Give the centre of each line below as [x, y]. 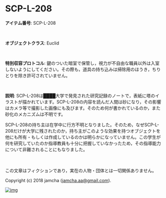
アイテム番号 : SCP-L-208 [30, 23]
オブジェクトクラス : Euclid [32, 43]
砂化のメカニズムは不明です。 [35, 114]
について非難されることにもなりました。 [46, 149]
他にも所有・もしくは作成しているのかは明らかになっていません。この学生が [83, 137]
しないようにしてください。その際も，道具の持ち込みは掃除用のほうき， [79, 69]
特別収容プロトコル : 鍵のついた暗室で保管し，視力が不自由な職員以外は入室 [82, 63]
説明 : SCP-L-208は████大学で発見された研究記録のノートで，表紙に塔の [80, 96]
